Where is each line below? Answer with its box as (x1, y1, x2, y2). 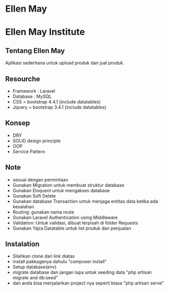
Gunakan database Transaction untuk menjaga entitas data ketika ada (12, 198, 158, 204)
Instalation (5, 240, 39, 248)
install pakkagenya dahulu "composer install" (12, 259, 107, 265)
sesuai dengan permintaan (12, 176, 68, 183)
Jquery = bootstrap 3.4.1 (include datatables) (12, 104, 107, 110)
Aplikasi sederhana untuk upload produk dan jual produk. (5, 60, 124, 66)
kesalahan (12, 203, 34, 209)
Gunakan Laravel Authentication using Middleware (12, 214, 118, 221)
